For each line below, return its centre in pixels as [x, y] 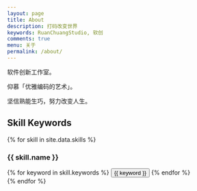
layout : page [26, 13]
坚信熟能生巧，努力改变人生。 [49, 101]
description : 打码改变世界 [42, 26]
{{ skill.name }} [33, 157]
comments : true [29, 39]
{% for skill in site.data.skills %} [52, 139]
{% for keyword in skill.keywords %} [58, 173]
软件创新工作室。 [31, 72]
